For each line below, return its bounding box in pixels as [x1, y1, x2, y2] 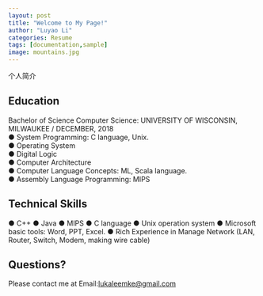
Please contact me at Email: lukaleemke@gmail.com [8, 279, 177, 289]
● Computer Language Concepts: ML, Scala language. [8, 165, 188, 175]
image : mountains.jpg [8, 48, 80, 56]
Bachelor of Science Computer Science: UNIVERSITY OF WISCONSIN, [8, 116, 238, 125]
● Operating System [8, 140, 76, 150]
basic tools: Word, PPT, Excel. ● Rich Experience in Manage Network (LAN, [8, 226, 255, 236]
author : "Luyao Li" [8, 26, 73, 34]
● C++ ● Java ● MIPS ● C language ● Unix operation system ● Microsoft [8, 218, 257, 228]
